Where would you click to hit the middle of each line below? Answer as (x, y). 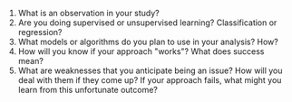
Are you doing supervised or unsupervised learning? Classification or (147, 23)
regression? (40, 32)
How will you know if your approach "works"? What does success (141, 51)
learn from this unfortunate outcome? (88, 90)
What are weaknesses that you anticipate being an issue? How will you (150, 70)
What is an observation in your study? (89, 13)
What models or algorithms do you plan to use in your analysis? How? (148, 42)
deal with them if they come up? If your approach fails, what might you (150, 80)
